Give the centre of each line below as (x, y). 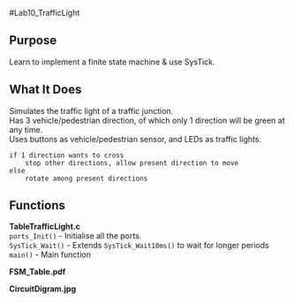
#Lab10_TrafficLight (45, 13)
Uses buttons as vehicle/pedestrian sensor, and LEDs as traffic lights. (136, 139)
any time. (26, 129)
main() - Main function (50, 254)
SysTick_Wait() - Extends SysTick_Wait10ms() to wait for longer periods (139, 246)
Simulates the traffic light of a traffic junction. (91, 110)
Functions (38, 205)
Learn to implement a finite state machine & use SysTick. (112, 62)
